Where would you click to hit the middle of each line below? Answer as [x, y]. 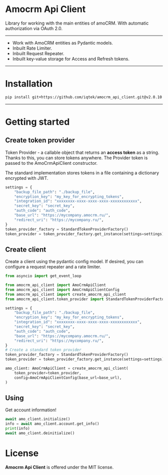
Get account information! [31, 410]
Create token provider [40, 141]
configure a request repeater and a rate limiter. [53, 267]
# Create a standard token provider [43, 350]
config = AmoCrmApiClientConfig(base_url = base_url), [68, 378]
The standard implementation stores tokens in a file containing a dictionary [82, 173]
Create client [26, 249]
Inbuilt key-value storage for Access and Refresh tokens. [71, 59]
